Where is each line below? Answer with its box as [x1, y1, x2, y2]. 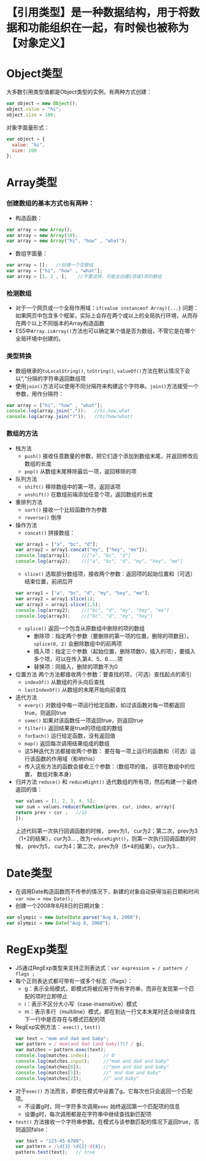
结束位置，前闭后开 [24, 578, 74, 585]
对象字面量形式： [6, 123, 50, 131]
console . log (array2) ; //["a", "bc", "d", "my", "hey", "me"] [15, 558, 183, 565]
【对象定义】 [6, 36, 72, 50]
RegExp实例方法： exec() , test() [15, 1023, 101, 1030]
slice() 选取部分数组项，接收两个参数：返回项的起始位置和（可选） [24, 570, 196, 577]
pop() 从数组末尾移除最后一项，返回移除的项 [24, 467, 137, 475]
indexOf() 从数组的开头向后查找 [24, 678, 105, 686]
